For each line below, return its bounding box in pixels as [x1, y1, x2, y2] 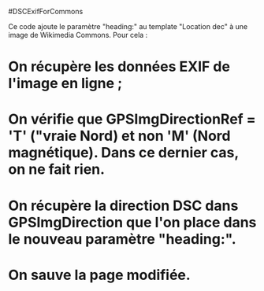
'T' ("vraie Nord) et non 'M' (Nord [8, 127, 231, 145]
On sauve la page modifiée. [8, 266, 191, 284]
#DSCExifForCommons [8, 7, 84, 16]
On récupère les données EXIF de [8, 58, 231, 76]
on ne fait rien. [8, 160, 105, 179]
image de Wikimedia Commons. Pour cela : [8, 31, 148, 39]
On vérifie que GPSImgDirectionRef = [8, 110, 256, 128]
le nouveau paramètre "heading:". [8, 230, 236, 248]
